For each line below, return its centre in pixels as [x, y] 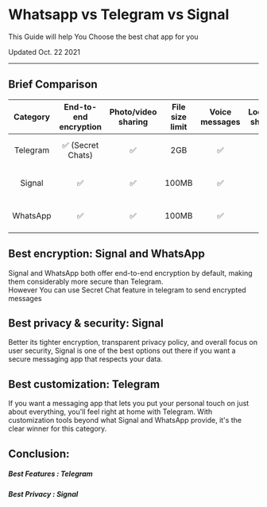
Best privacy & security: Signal [86, 323]
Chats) [80, 155]
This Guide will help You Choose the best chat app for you [103, 37]
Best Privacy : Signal [43, 493]
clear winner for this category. [58, 429]
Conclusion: [39, 453]
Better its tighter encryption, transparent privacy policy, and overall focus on [133, 343]
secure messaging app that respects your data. [85, 359]
